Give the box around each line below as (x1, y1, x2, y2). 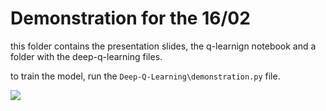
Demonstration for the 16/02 (10, 7, 251, 30)
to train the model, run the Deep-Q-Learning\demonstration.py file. (10, 70, 281, 82)
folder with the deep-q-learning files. (10, 50, 163, 62)
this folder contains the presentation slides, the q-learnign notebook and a (10, 40, 317, 52)
